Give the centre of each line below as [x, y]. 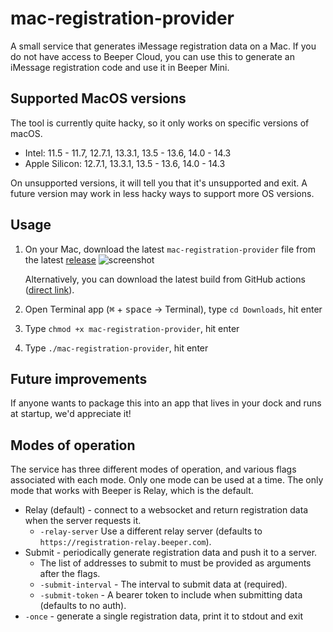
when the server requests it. [83, 521]
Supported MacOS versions [98, 98]
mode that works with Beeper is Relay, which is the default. [132, 491]
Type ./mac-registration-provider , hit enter [116, 348]
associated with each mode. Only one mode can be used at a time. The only [167, 480]
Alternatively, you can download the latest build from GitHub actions [165, 279]
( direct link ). [49, 289]
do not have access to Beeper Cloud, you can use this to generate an [153, 56]
